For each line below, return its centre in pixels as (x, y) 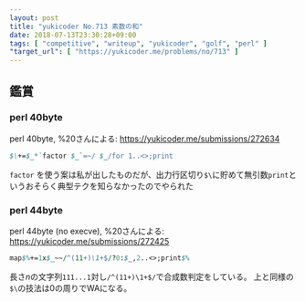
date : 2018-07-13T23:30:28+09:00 (73, 35)
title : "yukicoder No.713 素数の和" (76, 26)
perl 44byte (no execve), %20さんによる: (87, 231)
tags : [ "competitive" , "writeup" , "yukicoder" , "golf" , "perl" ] (138, 43)
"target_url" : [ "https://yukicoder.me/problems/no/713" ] (124, 52)
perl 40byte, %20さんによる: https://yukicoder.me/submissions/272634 (145, 139)
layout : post (34, 18)
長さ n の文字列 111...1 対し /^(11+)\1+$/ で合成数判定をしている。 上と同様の (152, 276)
